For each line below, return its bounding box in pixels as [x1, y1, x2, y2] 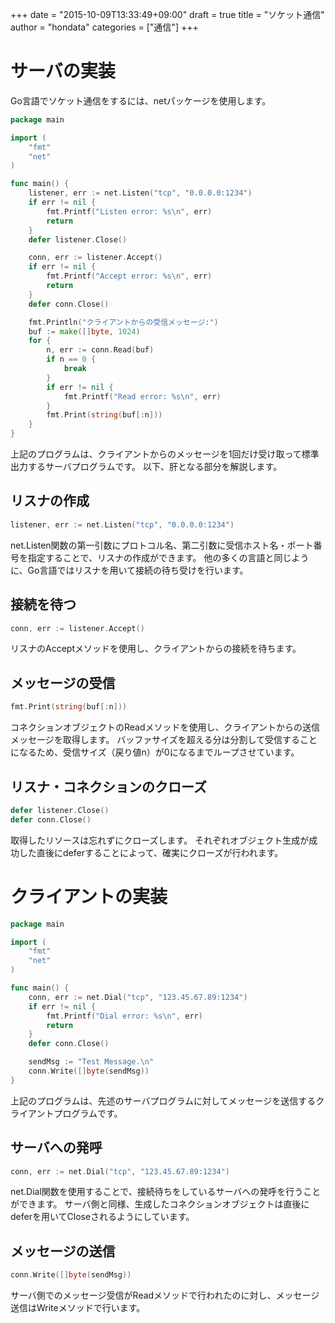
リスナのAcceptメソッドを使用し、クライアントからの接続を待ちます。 [10, 643, 302, 655]
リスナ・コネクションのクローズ [10, 778, 207, 795]
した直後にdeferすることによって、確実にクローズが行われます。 [18, 846, 284, 858]
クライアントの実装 [10, 885, 168, 908]
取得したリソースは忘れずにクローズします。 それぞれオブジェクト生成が [10, 834, 310, 846]
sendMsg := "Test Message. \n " [28, 1057, 155, 1067]
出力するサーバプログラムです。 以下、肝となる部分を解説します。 [10, 461, 283, 473]
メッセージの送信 [10, 1243, 116, 1260]
